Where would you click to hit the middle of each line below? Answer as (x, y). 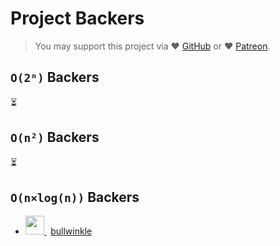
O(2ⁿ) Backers (55, 77)
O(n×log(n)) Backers (75, 197)
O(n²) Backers (55, 137)
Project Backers (77, 18)
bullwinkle (71, 231)
